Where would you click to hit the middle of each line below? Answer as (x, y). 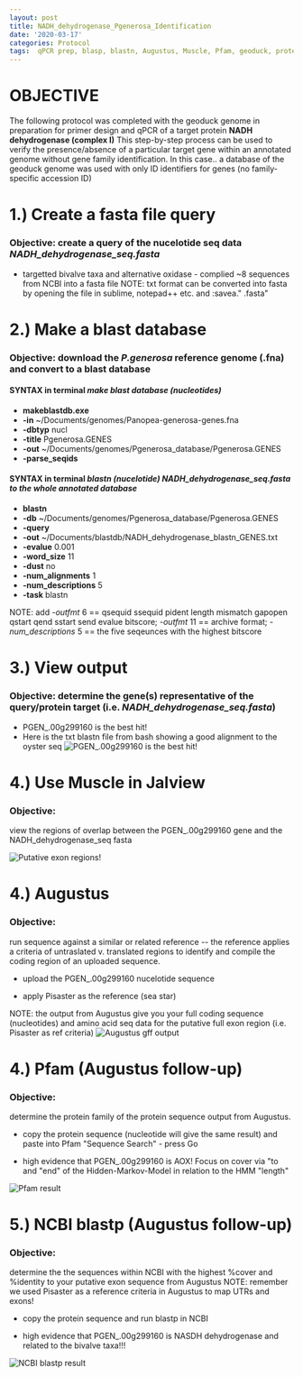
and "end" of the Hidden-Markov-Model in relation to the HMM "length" (156, 1170)
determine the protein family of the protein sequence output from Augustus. (150, 1116)
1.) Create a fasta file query (113, 215)
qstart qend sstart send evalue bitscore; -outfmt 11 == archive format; (138, 622)
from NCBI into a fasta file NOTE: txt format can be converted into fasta (155, 283)
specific (24, 179)
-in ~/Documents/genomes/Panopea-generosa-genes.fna (130, 419)
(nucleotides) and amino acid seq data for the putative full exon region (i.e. (148, 1023)
